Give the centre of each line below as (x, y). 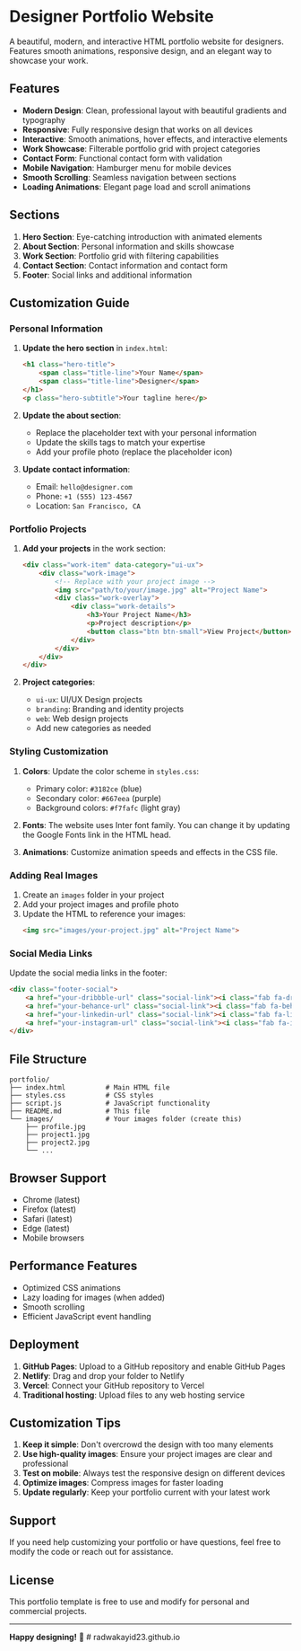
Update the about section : (72, 415)
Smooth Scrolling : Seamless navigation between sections (129, 177)
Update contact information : (76, 469)
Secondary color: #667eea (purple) (99, 798)
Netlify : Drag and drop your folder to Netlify (103, 1375)
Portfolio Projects (48, 529)
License (32, 1580)
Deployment (44, 1345)
